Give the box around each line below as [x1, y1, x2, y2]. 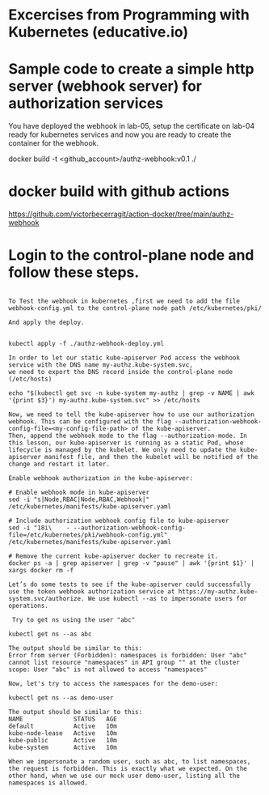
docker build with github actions [8, 182, 230, 201]
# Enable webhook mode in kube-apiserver [8, 488, 150, 496]
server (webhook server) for [8, 77, 203, 96]
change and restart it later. [8, 460, 111, 468]
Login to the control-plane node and [8, 246, 254, 265]
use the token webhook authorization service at [8, 588, 175, 596]
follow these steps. [8, 263, 140, 282]
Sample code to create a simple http [8, 60, 254, 79]
